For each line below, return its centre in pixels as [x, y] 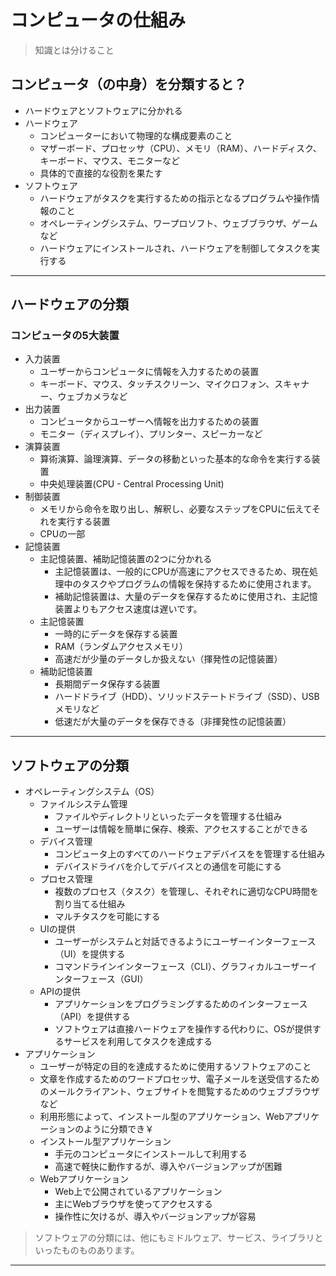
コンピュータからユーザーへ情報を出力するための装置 [149, 422]
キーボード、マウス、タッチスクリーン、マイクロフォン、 [157, 384]
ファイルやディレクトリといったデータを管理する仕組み [168, 817]
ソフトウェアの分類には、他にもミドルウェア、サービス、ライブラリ [174, 1238]
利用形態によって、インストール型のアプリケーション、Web [162, 1117]
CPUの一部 [62, 534]
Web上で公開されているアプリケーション [138, 1192]
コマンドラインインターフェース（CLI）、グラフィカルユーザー [181, 967]
